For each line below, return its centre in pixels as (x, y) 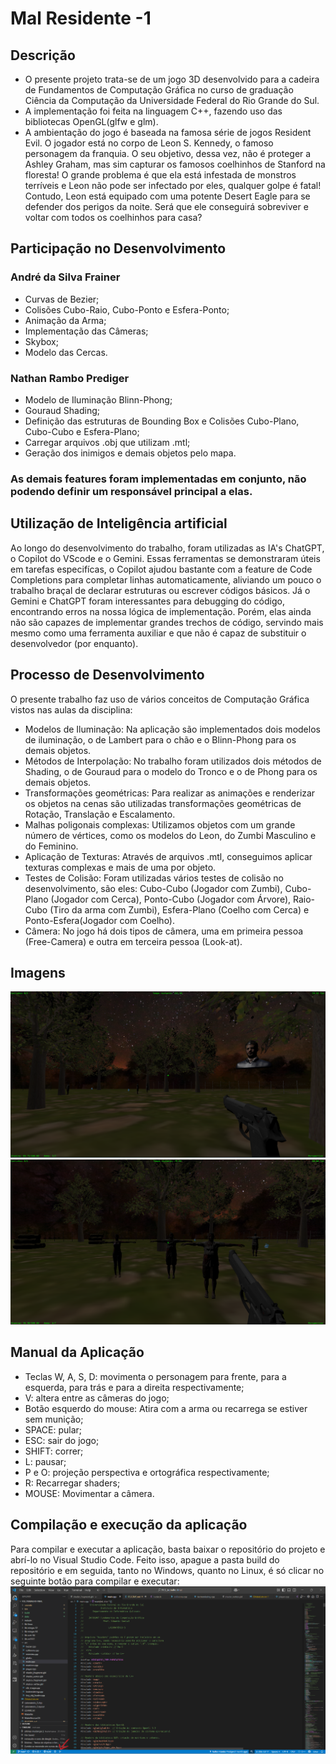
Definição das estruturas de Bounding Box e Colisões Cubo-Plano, (162, 421)
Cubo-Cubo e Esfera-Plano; (82, 431)
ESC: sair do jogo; (62, 1440)
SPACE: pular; (53, 1429)
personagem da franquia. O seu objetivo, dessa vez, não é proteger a (168, 153)
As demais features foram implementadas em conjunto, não (158, 479)
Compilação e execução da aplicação (129, 1525)
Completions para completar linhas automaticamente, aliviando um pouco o (166, 579)
